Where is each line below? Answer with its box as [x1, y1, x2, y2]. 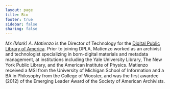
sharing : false [5, 26, 38, 32]
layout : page [5, 7, 33, 13]
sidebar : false [5, 21, 38, 27]
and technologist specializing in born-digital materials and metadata [5, 51, 149, 57]
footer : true [5, 17, 33, 22]
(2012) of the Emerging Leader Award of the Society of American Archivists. [5, 78, 165, 84]
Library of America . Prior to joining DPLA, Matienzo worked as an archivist [5, 46, 161, 52]
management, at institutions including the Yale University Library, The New [5, 56, 162, 63]
